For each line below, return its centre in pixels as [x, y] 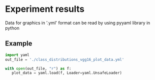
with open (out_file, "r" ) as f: [38, 68]
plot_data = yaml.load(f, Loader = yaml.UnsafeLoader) [67, 73]
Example [19, 44]
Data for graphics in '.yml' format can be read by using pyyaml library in [78, 23]
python [12, 28]
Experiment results [45, 9]
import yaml [17, 55]
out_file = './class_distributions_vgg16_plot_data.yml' [65, 60]
